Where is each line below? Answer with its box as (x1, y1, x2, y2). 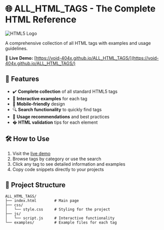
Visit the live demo (12, 150, 51, 156)
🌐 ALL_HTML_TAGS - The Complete (5, 3, 156, 14)
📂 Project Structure (5, 181, 66, 189)
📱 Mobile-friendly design (12, 101, 65, 107)
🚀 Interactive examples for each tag (12, 95, 88, 101)
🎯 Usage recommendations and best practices (12, 113, 110, 120)
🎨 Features (5, 75, 39, 83)
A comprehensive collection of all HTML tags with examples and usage (5, 40, 151, 46)
